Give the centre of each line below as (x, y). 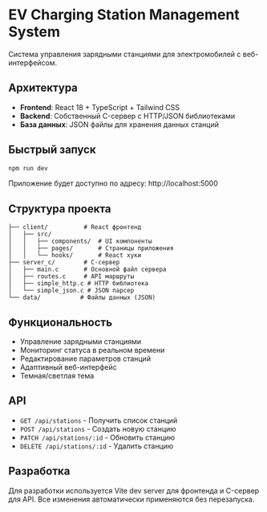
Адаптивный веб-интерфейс (69, 367)
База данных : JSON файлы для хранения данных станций (119, 124)
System (34, 32)
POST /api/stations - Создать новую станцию (98, 428)
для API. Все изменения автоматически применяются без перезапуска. (131, 499)
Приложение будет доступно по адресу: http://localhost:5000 (113, 183)
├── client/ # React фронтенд (75, 227)
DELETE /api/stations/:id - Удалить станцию (97, 446)
